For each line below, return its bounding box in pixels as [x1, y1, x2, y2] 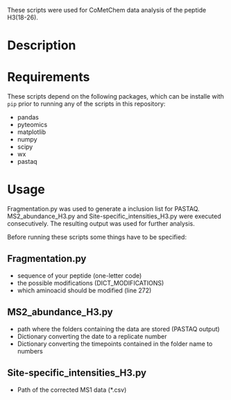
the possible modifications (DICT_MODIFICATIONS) [17, 278, 164, 287]
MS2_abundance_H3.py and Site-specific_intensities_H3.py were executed [7, 212, 222, 221]
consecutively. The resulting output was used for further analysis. [7, 219, 196, 228]
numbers [17, 347, 44, 355]
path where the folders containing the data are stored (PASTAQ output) [17, 324, 220, 333]
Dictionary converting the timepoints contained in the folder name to [17, 340, 213, 348]
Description [7, 37, 76, 53]
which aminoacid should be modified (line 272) [17, 286, 152, 294]
